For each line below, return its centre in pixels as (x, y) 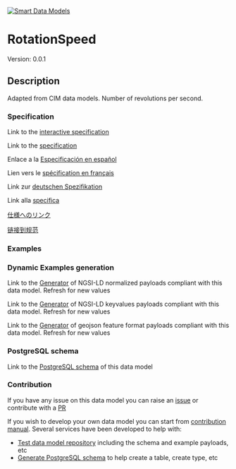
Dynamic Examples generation (61, 267)
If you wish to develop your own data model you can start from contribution (117, 421)
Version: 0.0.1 (26, 59)
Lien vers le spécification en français (61, 173)
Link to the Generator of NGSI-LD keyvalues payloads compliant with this (113, 304)
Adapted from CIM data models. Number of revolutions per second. (105, 98)
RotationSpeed (52, 40)
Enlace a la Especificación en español (62, 160)
